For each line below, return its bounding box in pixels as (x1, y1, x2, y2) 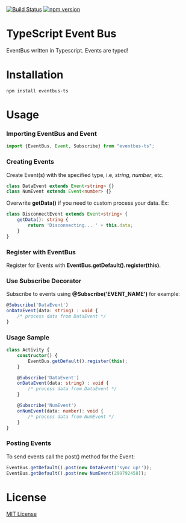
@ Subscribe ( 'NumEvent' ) (17, 402, 77, 409)
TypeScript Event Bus (6, 27, 117, 40)
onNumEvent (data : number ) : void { (17, 408, 104, 414)
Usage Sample (6, 333, 50, 341)
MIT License (6, 510, 37, 518)
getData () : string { (17, 217, 69, 223)
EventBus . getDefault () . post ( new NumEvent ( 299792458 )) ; (6, 470, 147, 476)
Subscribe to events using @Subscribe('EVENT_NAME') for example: (6, 290, 181, 298)
